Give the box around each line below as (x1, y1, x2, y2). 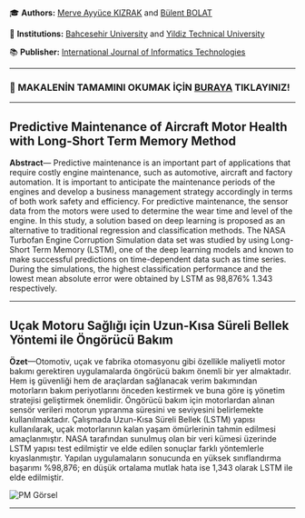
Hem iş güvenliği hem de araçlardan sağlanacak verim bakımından (9, 375, 258, 386)
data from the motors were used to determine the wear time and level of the (9, 205, 293, 216)
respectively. (9, 283, 57, 294)
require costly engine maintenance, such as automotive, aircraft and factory (9, 167, 293, 178)
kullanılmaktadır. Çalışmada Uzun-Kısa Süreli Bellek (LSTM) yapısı (9, 413, 256, 424)
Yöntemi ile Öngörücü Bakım (9, 332, 174, 347)
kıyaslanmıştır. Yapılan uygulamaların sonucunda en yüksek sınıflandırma (9, 453, 281, 463)
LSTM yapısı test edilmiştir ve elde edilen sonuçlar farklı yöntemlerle (9, 443, 265, 453)
